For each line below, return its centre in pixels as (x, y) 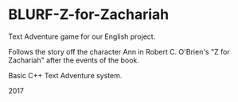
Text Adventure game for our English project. (82, 36)
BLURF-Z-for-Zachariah (89, 15)
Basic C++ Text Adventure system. (65, 75)
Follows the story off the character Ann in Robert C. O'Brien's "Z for (119, 51)
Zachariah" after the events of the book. (74, 60)
